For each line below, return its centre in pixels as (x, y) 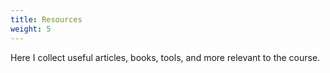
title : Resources (46, 19)
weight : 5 (31, 29)
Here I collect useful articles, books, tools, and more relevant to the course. (165, 57)
